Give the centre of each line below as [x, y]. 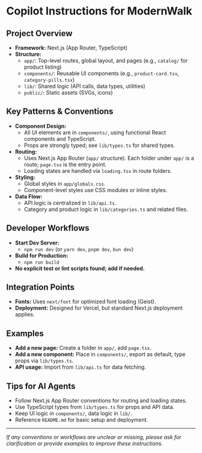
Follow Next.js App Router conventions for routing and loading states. [101, 401]
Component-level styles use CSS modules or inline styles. [96, 190]
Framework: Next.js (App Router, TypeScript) [71, 48]
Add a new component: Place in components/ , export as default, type [100, 354]
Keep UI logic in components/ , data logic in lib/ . [73, 413]
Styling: [25, 177]
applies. [25, 314]
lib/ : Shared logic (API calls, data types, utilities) [84, 86]
